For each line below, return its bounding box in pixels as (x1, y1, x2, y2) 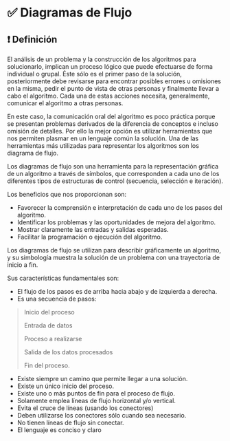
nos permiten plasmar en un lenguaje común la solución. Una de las (7, 134, 199, 142)
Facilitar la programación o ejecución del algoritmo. (16, 233, 163, 241)
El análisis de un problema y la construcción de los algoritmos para (7, 55, 197, 63)
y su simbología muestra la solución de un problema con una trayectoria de (7, 253, 220, 261)
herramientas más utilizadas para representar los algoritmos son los (7, 142, 199, 149)
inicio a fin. (7, 261, 38, 269)
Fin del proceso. (23, 361, 70, 369)
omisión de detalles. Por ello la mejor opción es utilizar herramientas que (7, 127, 213, 135)
